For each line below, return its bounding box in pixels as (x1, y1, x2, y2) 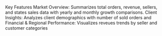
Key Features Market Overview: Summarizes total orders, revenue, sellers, (5, 4, 158, 10)
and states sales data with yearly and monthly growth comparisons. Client (5, 9, 157, 15)
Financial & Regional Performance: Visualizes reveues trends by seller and (5, 20, 158, 26)
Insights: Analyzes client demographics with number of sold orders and (5, 15, 152, 20)
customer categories (5, 25, 48, 31)
